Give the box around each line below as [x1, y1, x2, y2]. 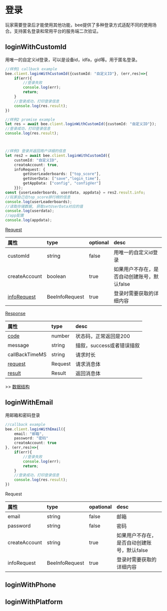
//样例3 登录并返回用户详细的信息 [5, 148, 66, 153]
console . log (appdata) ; [5, 218, 52, 223]
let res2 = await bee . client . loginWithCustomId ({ [5, 153, 110, 158]
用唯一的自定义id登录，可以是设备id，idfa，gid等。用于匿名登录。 [5, 57, 140, 63]
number [51, 333, 70, 339]
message [7, 342, 29, 348]
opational [88, 503, 112, 510]
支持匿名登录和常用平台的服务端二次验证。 [13, 28, 101, 34]
